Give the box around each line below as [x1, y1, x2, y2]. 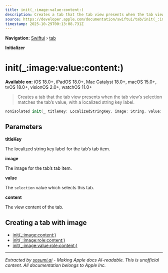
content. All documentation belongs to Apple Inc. [5, 262, 106, 268]
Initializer [5, 45, 25, 51]
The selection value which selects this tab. [5, 184, 94, 190]
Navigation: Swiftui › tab [5, 35, 56, 41]
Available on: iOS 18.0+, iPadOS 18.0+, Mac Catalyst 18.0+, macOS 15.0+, [5, 79, 157, 85]
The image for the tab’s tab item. [5, 165, 72, 171]
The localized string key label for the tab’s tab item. [5, 146, 110, 152]
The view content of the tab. [5, 204, 63, 210]
